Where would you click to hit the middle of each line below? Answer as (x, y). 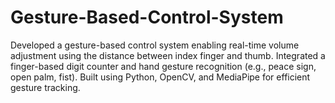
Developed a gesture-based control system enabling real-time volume (155, 45)
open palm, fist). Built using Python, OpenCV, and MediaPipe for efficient (160, 77)
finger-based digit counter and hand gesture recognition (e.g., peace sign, (163, 66)
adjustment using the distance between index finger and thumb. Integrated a (168, 55)
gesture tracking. (45, 87)
